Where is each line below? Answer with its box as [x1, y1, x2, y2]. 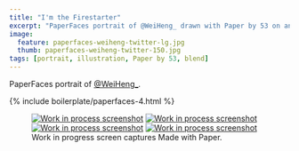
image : [9, 29, 34, 38]
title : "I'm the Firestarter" [9, 12, 122, 22]
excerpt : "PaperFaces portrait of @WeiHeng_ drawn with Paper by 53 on [9, 21, 280, 30]
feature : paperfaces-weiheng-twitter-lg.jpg [17, 37, 185, 47]
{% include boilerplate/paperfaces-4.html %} [9, 96, 175, 107]
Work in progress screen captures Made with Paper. [31, 132, 222, 142]
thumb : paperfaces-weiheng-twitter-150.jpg [17, 46, 181, 55]
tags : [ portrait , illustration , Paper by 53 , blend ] [9, 54, 209, 63]
